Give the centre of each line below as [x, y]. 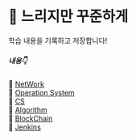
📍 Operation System [41, 92]
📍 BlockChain [31, 118]
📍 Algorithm [28, 109]
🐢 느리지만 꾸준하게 [68, 17]
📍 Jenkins [25, 127]
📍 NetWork [26, 84]
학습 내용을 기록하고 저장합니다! [58, 40]
